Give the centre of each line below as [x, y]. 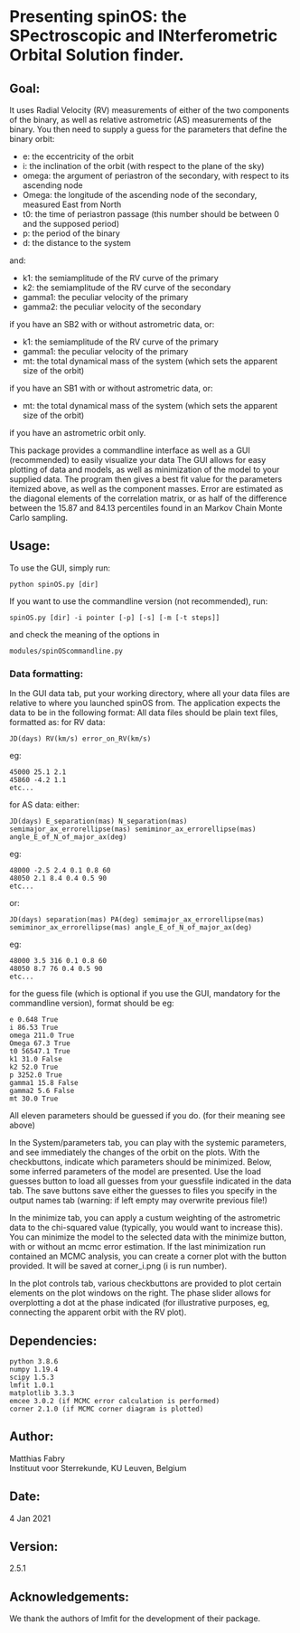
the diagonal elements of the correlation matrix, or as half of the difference [148, 498]
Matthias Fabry [37, 1458]
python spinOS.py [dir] [54, 584]
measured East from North [72, 204]
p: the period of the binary [71, 233]
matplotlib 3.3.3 [42, 1393]
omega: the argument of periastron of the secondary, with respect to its [155, 175]
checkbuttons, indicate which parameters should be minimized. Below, [141, 1162]
